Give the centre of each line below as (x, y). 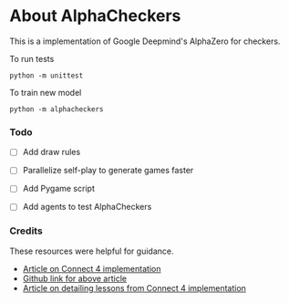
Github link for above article (75, 278)
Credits (26, 231)
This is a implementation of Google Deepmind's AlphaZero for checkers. (145, 41)
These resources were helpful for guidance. (92, 251)
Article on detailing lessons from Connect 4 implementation (134, 287)
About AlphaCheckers (95, 16)
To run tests (32, 58)
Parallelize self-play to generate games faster (108, 171)
